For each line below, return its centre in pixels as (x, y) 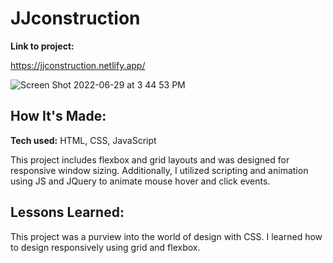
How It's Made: (58, 116)
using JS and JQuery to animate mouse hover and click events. (140, 181)
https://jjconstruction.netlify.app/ (78, 65)
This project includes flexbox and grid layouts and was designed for (150, 159)
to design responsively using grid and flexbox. (105, 247)
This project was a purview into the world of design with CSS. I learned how (166, 236)
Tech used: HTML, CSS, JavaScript (83, 140)
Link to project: (42, 46)
